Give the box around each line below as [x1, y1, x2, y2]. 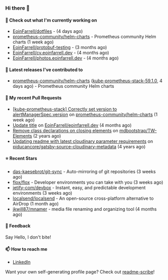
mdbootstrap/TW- [119, 127, 157, 133]
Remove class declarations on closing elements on [12, 127, 118, 133]
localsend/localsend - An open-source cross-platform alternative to [12, 195, 154, 201]
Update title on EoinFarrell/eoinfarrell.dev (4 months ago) [12, 122, 132, 128]
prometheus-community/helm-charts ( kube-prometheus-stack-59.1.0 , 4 [12, 78, 163, 84]
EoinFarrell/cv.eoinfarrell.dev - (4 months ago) [12, 50, 109, 56]
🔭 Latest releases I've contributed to [5, 67, 83, 73]
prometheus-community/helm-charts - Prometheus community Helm [12, 34, 156, 40]
